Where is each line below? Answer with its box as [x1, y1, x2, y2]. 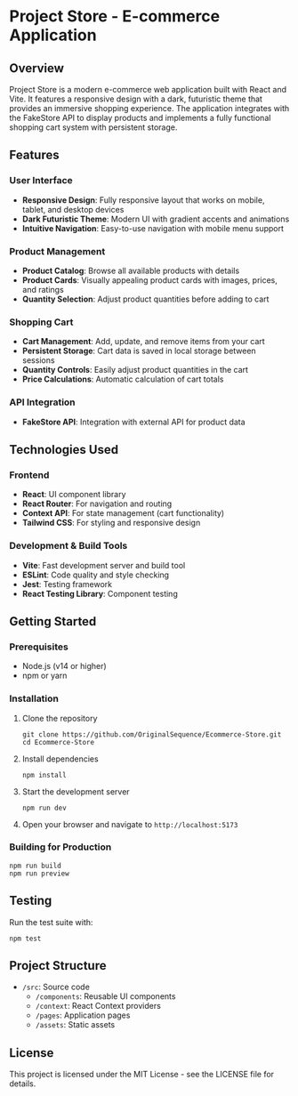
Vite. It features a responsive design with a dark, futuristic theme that [9, 93, 262, 104]
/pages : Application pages [35, 1010, 131, 1020]
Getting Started [9, 614, 97, 629]
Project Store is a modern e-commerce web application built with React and [9, 85, 287, 94]
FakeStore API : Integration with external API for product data [21, 416, 246, 427]
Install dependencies [21, 753, 100, 764]
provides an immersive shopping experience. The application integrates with [9, 103, 290, 113]
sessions [21, 355, 55, 366]
